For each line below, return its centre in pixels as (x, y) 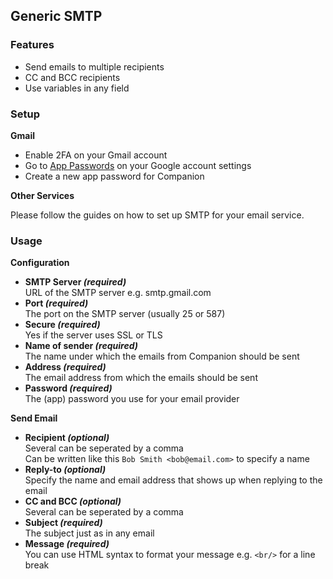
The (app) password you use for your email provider (132, 399)
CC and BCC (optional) (73, 501)
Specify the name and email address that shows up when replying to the (173, 480)
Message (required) (67, 544)
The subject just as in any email (89, 533)
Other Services (42, 195)
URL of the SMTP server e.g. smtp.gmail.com (118, 293)
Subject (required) (63, 523)
